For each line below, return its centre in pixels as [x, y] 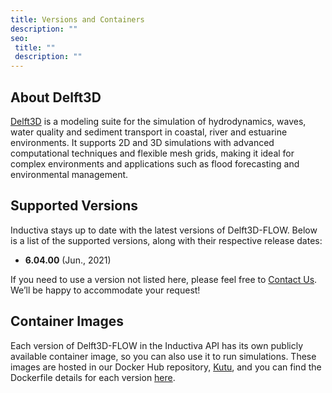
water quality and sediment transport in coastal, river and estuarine [149, 132]
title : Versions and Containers [77, 19]
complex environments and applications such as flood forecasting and [155, 163]
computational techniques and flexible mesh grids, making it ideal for [152, 153]
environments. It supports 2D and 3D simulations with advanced [142, 142]
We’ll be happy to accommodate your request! [105, 290]
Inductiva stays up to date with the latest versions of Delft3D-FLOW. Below [164, 230]
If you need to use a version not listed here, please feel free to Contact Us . [164, 279]
